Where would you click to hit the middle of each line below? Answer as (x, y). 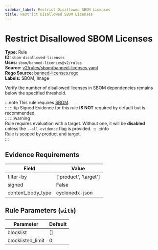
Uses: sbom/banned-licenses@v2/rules (44, 62)
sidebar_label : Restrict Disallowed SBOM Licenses (58, 10)
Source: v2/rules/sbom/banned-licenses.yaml (52, 68)
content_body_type (30, 193)
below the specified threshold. (36, 93)
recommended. (20, 113)
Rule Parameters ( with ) (41, 210)
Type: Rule (16, 52)
